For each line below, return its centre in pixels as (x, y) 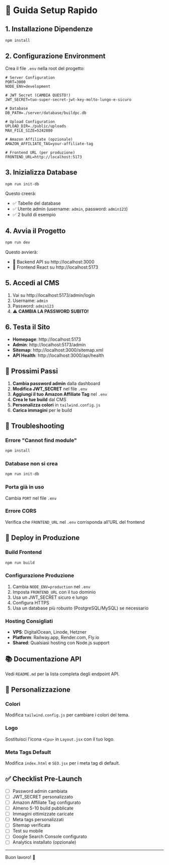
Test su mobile (28, 831)
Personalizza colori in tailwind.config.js (56, 405)
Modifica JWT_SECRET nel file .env (50, 389)
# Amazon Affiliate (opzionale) (39, 139)
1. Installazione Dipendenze (49, 29)
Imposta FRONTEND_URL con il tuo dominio (54, 592)
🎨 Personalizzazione (38, 690)
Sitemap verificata (31, 825)
